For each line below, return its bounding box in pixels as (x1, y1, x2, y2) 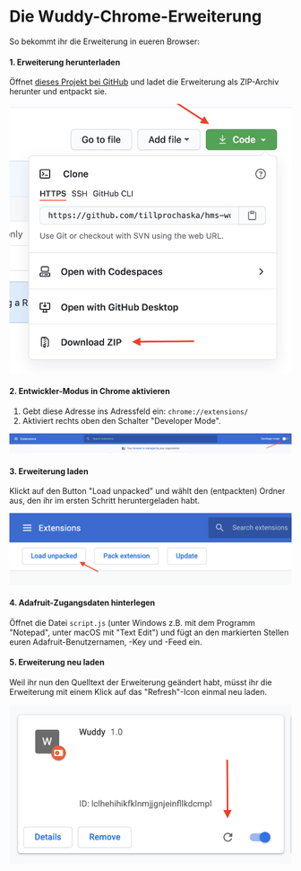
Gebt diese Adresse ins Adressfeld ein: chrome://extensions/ (21, 406, 249, 417)
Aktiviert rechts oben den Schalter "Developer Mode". (21, 415, 221, 426)
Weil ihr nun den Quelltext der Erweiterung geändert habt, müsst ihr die (9, 676, 272, 688)
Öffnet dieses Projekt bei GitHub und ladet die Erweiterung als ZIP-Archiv (9, 76, 279, 87)
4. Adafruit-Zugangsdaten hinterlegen (9, 597, 156, 608)
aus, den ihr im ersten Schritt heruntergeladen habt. (9, 496, 200, 506)
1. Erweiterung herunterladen (9, 57, 121, 67)
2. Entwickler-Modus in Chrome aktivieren (9, 386, 170, 397)
